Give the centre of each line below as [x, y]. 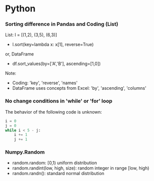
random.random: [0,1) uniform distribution [55, 163]
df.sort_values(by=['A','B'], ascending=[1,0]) [57, 64]
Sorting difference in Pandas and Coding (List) [62, 24]
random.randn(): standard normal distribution [58, 174]
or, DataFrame [19, 54]
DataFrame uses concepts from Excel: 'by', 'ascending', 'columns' [79, 88]
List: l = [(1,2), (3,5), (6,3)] [31, 35]
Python [20, 9]
